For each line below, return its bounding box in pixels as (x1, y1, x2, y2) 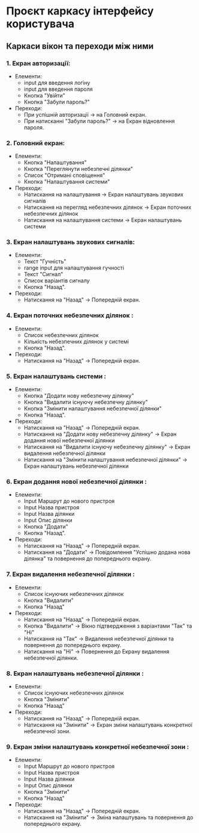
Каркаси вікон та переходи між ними (6, 41, 154, 51)
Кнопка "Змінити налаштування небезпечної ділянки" (23, 405, 162, 412)
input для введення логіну (23, 79, 91, 86)
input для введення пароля (23, 85, 93, 93)
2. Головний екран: (6, 138, 65, 147)
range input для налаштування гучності (23, 264, 125, 271)
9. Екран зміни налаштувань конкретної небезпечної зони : (6, 742, 189, 751)
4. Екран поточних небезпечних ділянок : (6, 311, 134, 320)
